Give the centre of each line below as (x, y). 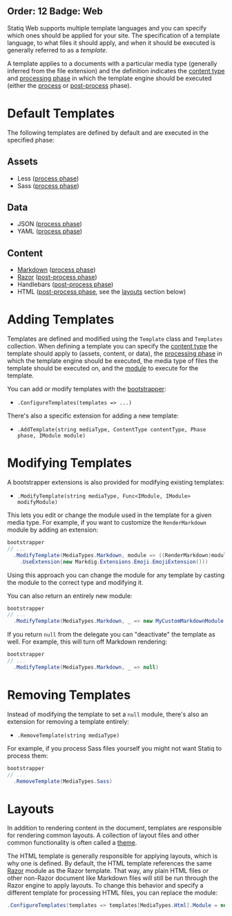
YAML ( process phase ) (50, 232)
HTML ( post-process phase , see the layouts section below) (101, 292)
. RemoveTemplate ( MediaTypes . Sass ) (63, 781)
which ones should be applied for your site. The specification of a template (114, 35)
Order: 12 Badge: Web (55, 11)
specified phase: (31, 140)
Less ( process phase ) (48, 178)
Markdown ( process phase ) (56, 270)
